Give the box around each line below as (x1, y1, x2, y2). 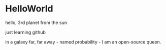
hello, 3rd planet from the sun (5, 19, 68, 25)
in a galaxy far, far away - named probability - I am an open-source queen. (5, 38, 161, 45)
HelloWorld (5, 3, 53, 14)
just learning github (5, 29, 46, 35)
